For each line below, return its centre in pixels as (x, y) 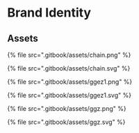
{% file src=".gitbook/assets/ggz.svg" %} (66, 122)
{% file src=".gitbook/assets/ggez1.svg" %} (69, 95)
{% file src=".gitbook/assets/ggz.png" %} (67, 108)
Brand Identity (49, 13)
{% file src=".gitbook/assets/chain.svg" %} (69, 68)
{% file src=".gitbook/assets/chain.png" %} (69, 55)
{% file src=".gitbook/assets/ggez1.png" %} (70, 82)
